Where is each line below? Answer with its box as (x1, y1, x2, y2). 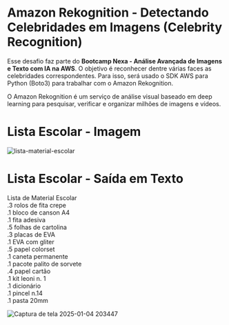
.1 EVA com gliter (7, 237, 55, 246)
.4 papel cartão (7, 267, 51, 275)
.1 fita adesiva (7, 215, 46, 224)
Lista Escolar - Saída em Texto (7, 171, 184, 187)
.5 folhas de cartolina (7, 223, 68, 231)
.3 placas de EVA (7, 230, 55, 239)
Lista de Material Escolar (7, 193, 77, 201)
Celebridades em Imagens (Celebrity (7, 19, 223, 35)
